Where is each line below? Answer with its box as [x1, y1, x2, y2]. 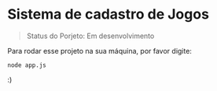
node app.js [7, 61, 46, 69]
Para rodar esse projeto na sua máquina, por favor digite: [7, 46, 192, 55]
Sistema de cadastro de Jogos [7, 5, 210, 23]
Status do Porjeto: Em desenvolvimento [26, 31, 155, 40]
